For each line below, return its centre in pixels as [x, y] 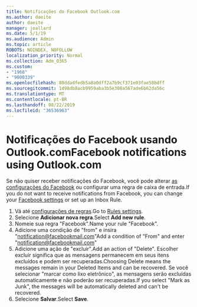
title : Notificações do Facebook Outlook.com [63, 12]
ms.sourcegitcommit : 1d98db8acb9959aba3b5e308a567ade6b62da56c [86, 89]
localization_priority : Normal [45, 55]
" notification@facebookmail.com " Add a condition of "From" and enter [99, 236]
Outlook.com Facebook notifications [96, 152]
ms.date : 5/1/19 [26, 34]
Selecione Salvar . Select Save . [51, 299]
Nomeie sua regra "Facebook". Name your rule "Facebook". [86, 224]
